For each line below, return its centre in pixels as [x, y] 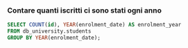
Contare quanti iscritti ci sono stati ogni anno [84, 10]
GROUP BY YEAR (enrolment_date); [54, 38]
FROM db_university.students [49, 31]
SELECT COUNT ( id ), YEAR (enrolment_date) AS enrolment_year [94, 25]
